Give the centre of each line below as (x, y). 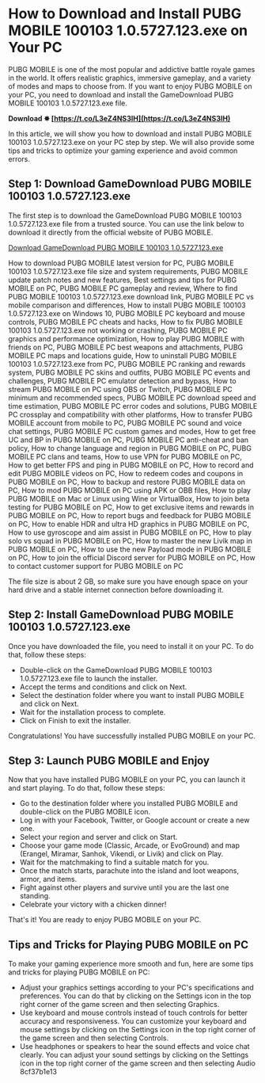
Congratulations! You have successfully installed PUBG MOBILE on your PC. (132, 736)
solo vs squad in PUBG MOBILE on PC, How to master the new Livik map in (131, 540)
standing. (35, 896)
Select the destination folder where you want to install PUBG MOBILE (132, 695)
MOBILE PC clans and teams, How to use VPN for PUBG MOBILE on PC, (125, 456)
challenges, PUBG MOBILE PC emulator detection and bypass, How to (122, 380)
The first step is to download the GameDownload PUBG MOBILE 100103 (125, 215)
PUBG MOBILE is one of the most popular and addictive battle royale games (132, 69)
